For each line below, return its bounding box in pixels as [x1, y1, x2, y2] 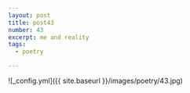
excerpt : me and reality [8, 33, 90, 41]
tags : [8, 41, 26, 48]
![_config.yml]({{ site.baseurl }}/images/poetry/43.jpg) [8, 76, 183, 85]
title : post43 [8, 19, 55, 27]
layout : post [8, 11, 51, 20]
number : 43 [8, 26, 44, 34]
